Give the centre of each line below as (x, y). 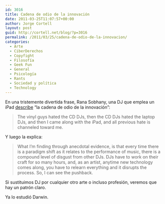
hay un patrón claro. (26, 187)
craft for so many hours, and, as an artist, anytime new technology (85, 162)
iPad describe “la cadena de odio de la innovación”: (58, 107)
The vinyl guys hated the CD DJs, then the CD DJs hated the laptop (86, 117)
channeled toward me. (40, 127)
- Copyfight (22, 56)
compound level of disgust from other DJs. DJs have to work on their (88, 157)
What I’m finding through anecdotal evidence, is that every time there (88, 146)
